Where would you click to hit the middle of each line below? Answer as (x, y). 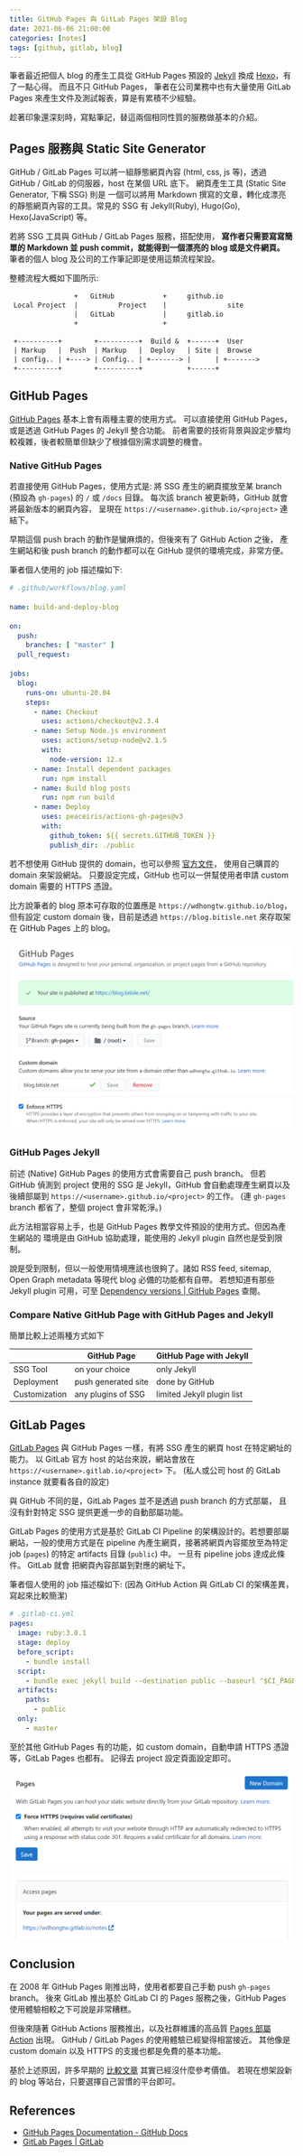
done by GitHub (185, 1381)
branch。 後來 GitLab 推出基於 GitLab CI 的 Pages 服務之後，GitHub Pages (148, 1998)
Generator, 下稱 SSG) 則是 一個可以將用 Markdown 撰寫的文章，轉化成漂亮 (148, 195)
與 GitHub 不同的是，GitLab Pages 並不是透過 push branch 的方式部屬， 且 (148, 1501)
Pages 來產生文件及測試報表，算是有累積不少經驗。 (105, 98)
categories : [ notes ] (48, 38)
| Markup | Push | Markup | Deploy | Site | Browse (133, 351)
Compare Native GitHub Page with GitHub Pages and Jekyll (141, 1315)
